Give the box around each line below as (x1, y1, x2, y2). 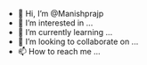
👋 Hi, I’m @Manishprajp (17, 9, 104, 18)
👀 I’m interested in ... (17, 18, 94, 28)
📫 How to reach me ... (17, 47, 101, 56)
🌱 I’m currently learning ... (17, 27, 113, 37)
